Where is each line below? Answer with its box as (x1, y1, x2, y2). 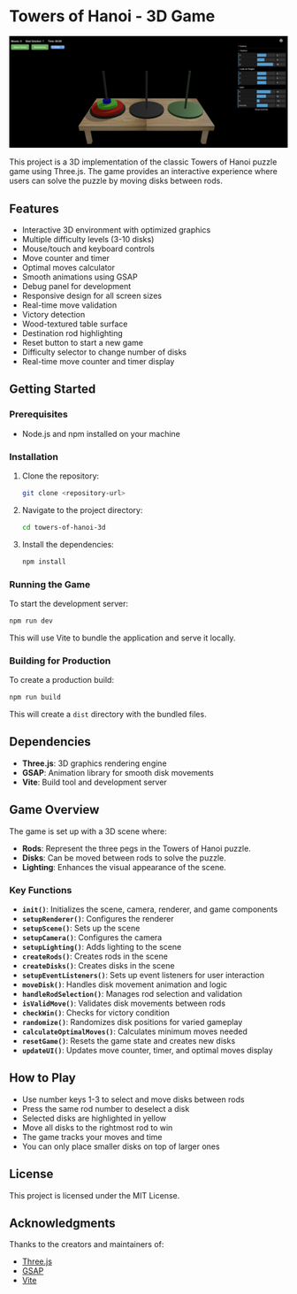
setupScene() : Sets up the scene (21, 923, 141, 933)
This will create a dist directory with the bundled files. (9, 708, 207, 719)
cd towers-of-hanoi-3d (21, 523, 106, 532)
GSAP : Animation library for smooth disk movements (21, 767, 214, 777)
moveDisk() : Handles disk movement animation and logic (21, 979, 228, 990)
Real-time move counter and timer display (21, 356, 175, 367)
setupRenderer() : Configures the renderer (21, 913, 174, 923)
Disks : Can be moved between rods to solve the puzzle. (21, 852, 227, 863)
